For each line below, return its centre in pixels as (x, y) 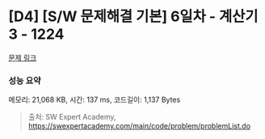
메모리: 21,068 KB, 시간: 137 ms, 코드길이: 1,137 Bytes (95, 100)
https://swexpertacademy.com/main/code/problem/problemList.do (139, 126)
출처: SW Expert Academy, (72, 117)
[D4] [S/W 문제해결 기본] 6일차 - (112, 17)
